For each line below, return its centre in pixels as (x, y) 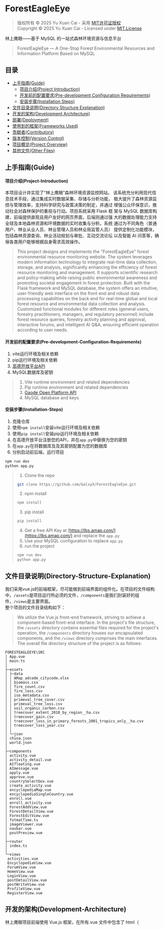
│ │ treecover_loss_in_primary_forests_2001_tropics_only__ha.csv (74, 721)
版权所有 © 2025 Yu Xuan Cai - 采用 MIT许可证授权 (69, 23)
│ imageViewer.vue (24, 824)
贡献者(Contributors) (33, 132)
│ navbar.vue (18, 828)
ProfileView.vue (24, 889)
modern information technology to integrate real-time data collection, (87, 262)
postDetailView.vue (27, 880)
